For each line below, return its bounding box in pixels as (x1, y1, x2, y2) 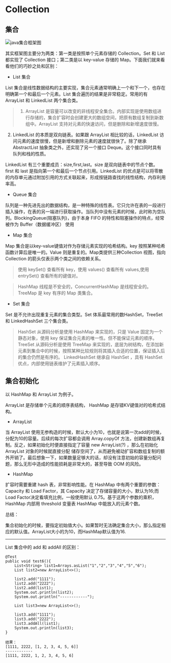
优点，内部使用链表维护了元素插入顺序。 (17, 360, 103, 367)
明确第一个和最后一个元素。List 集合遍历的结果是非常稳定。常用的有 (5, 91, 148, 97)
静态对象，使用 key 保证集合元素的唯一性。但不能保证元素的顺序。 (17, 335, 157, 341)
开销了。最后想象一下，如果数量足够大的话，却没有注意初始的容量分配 (9, 454, 157, 461)
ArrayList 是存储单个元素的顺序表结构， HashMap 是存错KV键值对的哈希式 (5, 402, 161, 408)
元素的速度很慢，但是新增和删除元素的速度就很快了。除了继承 (17, 138, 147, 144)
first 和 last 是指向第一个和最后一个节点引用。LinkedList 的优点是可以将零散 (5, 168, 163, 174)
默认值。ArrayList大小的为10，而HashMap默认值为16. (14, 528, 126, 534)
